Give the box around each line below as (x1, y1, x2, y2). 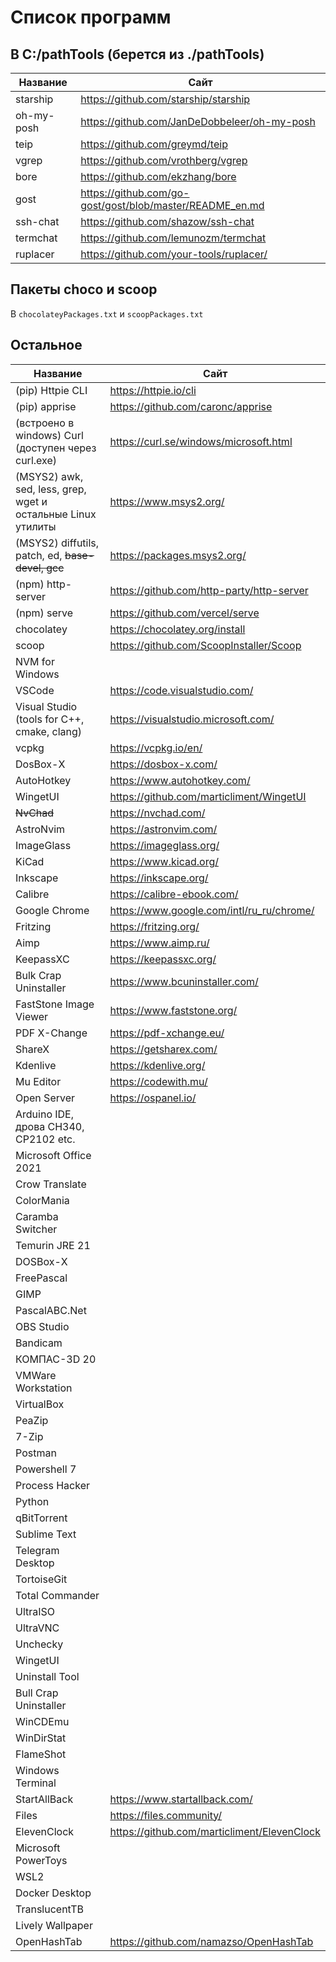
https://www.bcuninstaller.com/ (109, 974, 259, 988)
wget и (15, 494, 48, 508)
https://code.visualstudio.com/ (109, 683, 254, 697)
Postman (15, 1446, 57, 1460)
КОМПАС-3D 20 (15, 1352, 97, 1366)
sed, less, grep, (15, 482, 87, 496)
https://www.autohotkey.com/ (109, 773, 251, 787)
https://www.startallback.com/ (109, 1792, 253, 1806)
